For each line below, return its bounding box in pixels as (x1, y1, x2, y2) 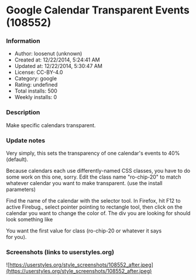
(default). (6, 156, 29, 163)
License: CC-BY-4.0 (14, 69, 63, 76)
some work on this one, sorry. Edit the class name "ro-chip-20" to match (6, 173, 181, 180)
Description (6, 108, 40, 117)
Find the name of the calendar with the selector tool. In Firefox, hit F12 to (6, 197, 181, 204)
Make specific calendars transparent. (6, 121, 96, 129)
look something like (6, 216, 53, 223)
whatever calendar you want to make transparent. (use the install (6, 180, 163, 187)
